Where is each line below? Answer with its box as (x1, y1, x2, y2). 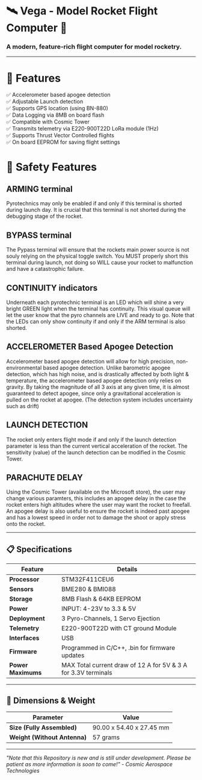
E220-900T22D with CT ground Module (61, 624, 177, 633)
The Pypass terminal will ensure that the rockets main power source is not (6, 246, 189, 253)
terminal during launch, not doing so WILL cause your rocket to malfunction (6, 259, 194, 266)
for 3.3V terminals (61, 669, 112, 677)
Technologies (6, 767, 40, 775)
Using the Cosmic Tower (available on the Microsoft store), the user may (6, 488, 186, 496)
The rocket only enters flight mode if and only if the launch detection (6, 436, 176, 443)
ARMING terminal (6, 184, 73, 194)
